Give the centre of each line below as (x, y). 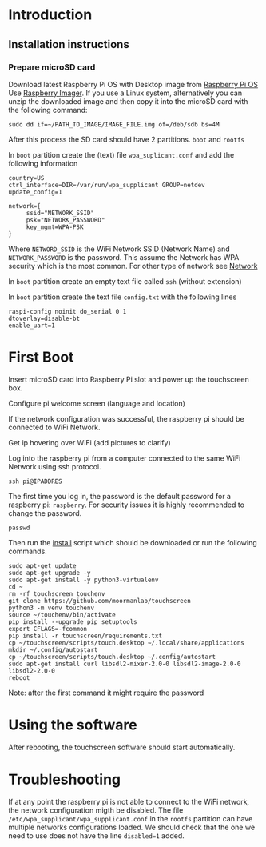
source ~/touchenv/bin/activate (62, 615)
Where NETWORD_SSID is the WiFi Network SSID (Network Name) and (119, 249)
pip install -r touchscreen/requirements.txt (85, 636)
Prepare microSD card (52, 67)
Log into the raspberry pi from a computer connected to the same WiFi (125, 458)
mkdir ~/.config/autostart (53, 649)
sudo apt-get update (43, 565)
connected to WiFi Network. (55, 427)
